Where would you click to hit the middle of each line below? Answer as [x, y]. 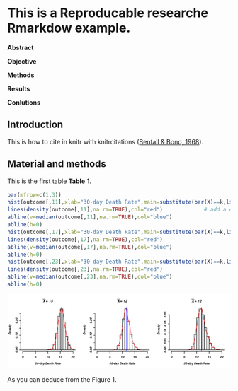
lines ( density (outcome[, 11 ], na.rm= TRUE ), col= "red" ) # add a [117, 210]
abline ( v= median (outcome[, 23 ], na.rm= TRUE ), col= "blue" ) [90, 277]
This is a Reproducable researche [108, 13]
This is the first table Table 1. [50, 181]
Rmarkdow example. [69, 28]
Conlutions [24, 102]
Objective [22, 61]
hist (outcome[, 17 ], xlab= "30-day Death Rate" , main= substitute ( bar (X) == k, [117, 232]
